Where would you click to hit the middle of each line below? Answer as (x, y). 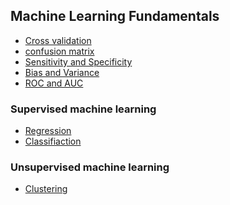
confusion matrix (59, 51)
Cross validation (58, 40)
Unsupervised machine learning (90, 167)
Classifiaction (53, 141)
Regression (48, 131)
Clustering (46, 189)
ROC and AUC (54, 83)
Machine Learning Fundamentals (115, 16)
